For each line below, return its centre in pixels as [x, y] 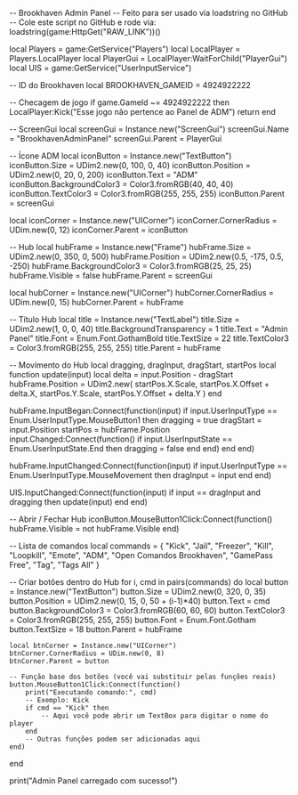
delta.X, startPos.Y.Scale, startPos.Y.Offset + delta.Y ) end [116, 393]
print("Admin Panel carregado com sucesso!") [93, 781]
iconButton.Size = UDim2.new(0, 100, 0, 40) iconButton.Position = [130, 165]
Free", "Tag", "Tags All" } [54, 565]
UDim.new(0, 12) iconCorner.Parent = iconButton [99, 230]
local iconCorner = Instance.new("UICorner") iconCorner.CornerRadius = [143, 220]
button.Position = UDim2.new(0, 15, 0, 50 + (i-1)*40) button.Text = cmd [140, 601]
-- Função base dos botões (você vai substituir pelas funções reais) [143, 677]
